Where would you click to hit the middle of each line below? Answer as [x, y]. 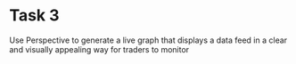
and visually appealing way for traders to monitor [99, 49]
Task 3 [34, 16]
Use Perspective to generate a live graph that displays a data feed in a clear [148, 40]
